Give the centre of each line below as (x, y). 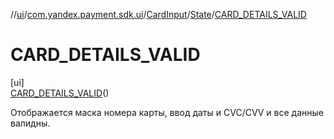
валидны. (30, 123)
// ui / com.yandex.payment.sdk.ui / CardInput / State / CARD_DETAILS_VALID (158, 14)
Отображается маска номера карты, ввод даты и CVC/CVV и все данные (167, 112)
